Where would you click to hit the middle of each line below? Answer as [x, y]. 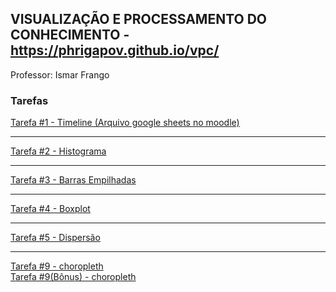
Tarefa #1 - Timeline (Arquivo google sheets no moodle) [125, 123]
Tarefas [29, 100]
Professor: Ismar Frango [60, 74]
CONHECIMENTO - [70, 35]
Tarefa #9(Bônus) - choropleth [73, 277]
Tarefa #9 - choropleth [57, 266]
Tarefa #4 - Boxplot [50, 209]
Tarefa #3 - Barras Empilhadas [73, 180]
